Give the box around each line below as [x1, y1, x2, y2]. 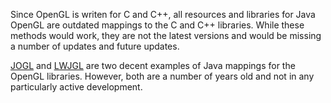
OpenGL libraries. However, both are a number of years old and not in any [10, 70, 315, 82]
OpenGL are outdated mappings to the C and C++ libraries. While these [10, 19, 305, 31]
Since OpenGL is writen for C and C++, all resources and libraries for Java [10, 9, 316, 20]
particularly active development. [10, 81, 143, 93]
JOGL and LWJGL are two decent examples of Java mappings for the [10, 60, 296, 71]
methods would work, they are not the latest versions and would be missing [10, 30, 322, 41]
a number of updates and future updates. [10, 40, 180, 52]
